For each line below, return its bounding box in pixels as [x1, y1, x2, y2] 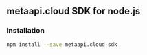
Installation [6, 26, 45, 35]
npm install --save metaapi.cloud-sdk [6, 41, 117, 48]
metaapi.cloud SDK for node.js [6, 5, 141, 17]
